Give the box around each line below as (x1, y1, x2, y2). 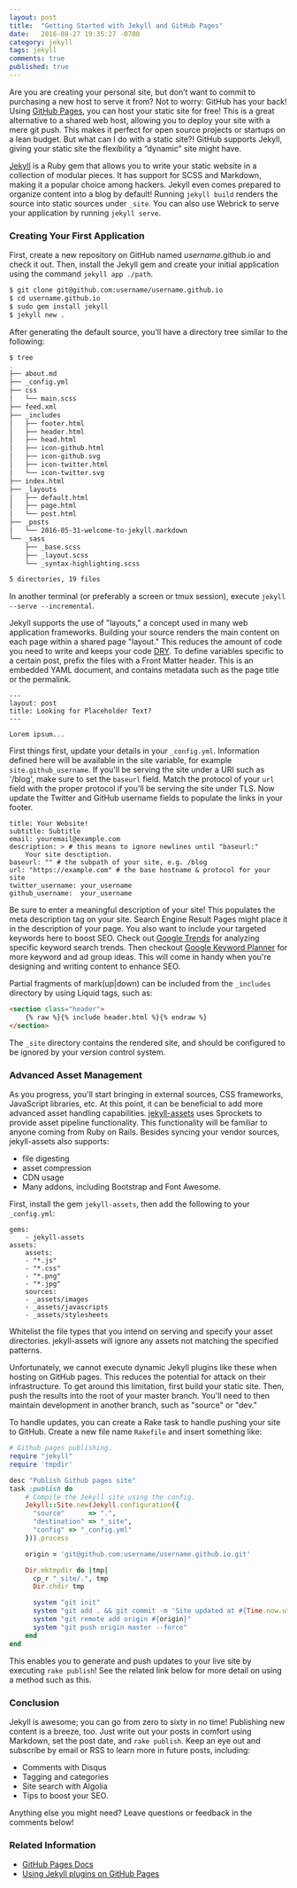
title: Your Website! (9, 819, 89, 829)
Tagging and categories (21, 1771, 109, 1782)
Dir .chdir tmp (32, 1582, 86, 1591)
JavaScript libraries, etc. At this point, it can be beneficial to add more (9, 1098, 263, 1109)
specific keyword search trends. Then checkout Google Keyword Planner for (9, 942, 288, 953)
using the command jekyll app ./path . (9, 269, 154, 279)
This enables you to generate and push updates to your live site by (9, 1655, 252, 1666)
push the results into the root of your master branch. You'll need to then (9, 1391, 270, 1401)
